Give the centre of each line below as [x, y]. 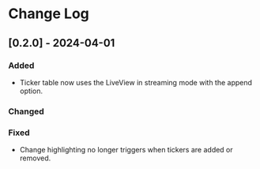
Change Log [49, 14]
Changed [26, 111]
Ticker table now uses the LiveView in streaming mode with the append [136, 82]
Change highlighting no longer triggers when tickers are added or [126, 150]
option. [31, 91]
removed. [35, 158]
